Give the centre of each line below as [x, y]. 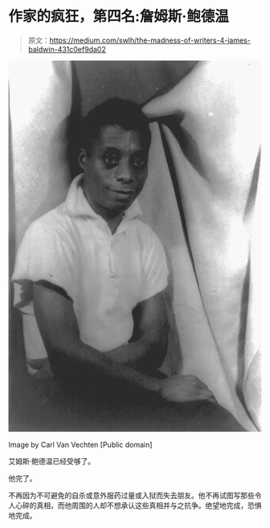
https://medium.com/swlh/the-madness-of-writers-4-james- [150, 40]
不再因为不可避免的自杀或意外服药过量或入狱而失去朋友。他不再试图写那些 [131, 496]
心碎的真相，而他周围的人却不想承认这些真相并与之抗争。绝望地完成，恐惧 [138, 505]
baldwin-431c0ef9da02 [67, 49]
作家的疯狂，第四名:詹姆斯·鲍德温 [119, 16]
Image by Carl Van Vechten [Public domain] [80, 445]
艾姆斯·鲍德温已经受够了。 [52, 461]
